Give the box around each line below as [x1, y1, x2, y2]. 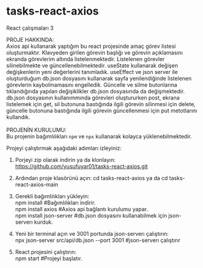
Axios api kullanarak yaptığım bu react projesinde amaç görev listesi [6, 42, 176, 50]
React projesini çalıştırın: [15, 248, 77, 255]
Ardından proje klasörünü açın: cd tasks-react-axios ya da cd [15, 174, 168, 181]
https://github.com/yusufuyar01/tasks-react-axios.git [15, 162, 148, 170]
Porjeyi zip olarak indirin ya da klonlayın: [15, 156, 116, 163]
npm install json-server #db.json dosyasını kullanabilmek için [15, 212, 168, 219]
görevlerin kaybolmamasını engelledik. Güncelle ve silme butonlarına [6, 81, 178, 89]
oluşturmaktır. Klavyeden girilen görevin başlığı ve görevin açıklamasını [6, 49, 183, 56]
